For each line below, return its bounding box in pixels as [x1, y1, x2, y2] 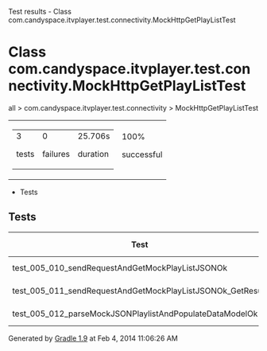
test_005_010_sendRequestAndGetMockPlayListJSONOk [12, 262, 228, 273]
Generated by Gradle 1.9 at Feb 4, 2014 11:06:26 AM [8, 333, 179, 343]
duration [77, 148, 110, 159]
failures [42, 148, 70, 159]
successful [122, 149, 163, 160]
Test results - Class [8, 7, 72, 16]
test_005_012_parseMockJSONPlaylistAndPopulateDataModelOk [12, 308, 258, 319]
